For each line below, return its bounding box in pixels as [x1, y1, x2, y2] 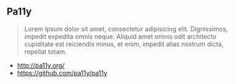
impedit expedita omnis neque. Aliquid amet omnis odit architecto [23, 32, 216, 41]
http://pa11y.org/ [16, 61, 65, 70]
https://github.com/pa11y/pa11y [16, 68, 108, 77]
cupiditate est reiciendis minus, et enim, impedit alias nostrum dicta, [23, 39, 224, 48]
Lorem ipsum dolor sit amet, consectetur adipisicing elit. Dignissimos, [23, 24, 229, 33]
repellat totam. [23, 47, 67, 56]
